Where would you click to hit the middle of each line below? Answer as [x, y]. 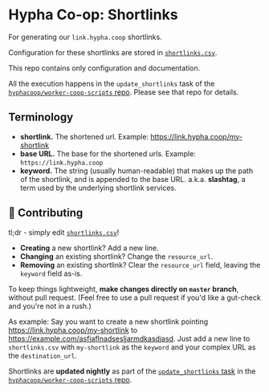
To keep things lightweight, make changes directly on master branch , [124, 289]
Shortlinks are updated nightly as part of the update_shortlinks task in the [132, 371]
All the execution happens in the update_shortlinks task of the [112, 83]
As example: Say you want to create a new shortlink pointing [108, 321]
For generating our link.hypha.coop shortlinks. [85, 37]
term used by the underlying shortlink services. [98, 188]
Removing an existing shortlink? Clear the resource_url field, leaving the [140, 265]
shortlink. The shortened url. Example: [84, 136]
